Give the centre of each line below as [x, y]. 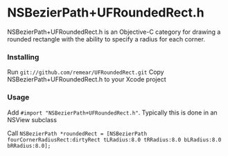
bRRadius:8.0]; [29, 146]
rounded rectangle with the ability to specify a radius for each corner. [106, 39]
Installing [23, 57]
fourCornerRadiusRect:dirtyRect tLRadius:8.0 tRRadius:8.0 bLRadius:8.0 [114, 139]
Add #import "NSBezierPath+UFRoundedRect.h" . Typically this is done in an [112, 113]
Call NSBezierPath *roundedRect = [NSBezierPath [77, 133]
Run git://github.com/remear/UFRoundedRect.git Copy [86, 72]
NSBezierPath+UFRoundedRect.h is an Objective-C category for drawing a [114, 32]
